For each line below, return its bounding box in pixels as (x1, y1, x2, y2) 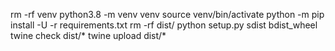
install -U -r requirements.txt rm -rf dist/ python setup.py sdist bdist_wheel (10, 19, 318, 31)
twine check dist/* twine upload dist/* (10, 30, 167, 41)
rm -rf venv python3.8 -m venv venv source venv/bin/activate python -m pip (10, 9, 325, 20)
